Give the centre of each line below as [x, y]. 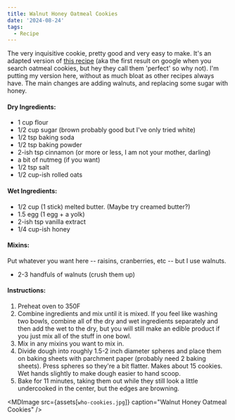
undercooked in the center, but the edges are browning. [98, 388]
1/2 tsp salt [33, 167]
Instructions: [27, 291]
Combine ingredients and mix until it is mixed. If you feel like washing [118, 314]
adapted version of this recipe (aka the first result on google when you [109, 61]
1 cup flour [33, 122]
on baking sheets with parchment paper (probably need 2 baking [112, 359]
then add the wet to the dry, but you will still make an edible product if [119, 329]
